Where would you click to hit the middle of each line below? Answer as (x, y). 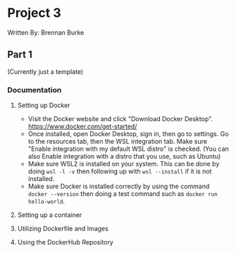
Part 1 (20, 55)
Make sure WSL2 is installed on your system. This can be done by (124, 164)
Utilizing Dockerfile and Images (63, 229)
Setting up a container (50, 215)
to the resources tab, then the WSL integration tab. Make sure (118, 142)
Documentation (35, 90)
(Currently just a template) (45, 71)
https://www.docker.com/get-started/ (82, 126)
